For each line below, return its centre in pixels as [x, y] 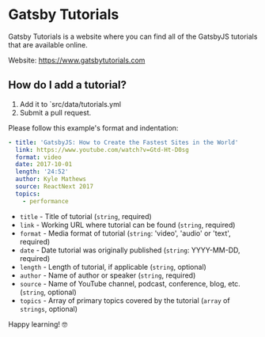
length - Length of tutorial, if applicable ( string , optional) [113, 267]
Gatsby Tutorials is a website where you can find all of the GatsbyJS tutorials [133, 36]
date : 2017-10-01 [44, 165]
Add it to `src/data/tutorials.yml [70, 104]
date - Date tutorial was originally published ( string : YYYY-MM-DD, [130, 250]
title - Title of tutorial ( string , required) [85, 216]
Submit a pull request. [55, 112]
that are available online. [48, 44]
